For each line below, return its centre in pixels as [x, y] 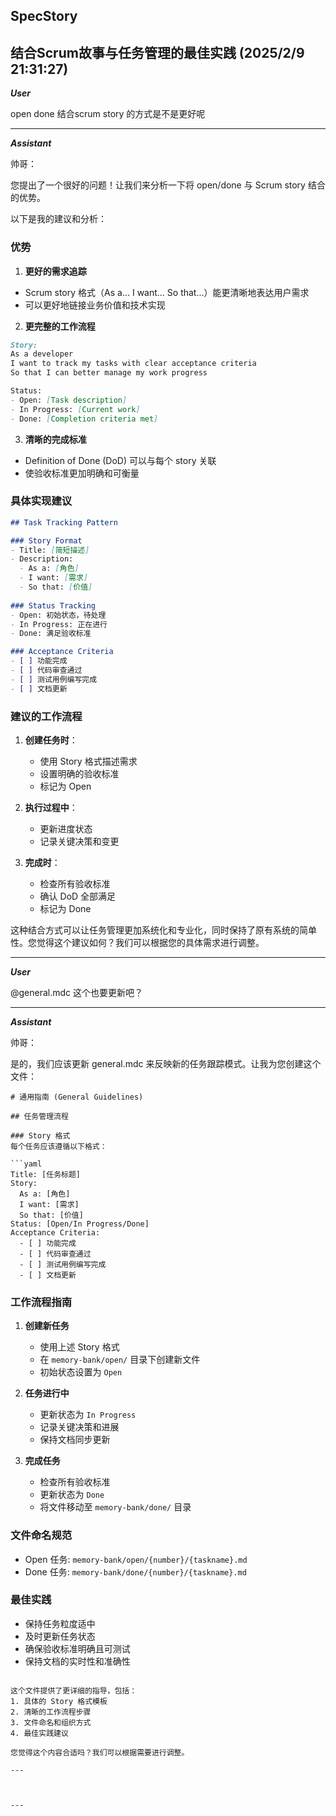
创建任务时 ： [51, 740]
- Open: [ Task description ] [69, 400]
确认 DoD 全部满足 [78, 896]
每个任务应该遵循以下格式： [59, 1146]
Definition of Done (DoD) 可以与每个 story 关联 [120, 460]
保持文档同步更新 [75, 1440]
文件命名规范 [41, 1536]
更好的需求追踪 [55, 271]
